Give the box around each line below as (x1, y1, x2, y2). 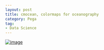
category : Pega (5, 16, 37, 21)
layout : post (5, 7, 32, 12)
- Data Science (5, 26, 37, 31)
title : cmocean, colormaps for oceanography (5, 12, 99, 17)
